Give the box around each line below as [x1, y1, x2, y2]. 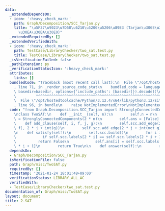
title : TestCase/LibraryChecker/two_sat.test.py [14, 52, 115, 58]
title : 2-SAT [5, 198, 32, 203]
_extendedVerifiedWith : [9, 39, 58, 44]
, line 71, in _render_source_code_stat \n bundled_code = [14, 84, 141, 90]
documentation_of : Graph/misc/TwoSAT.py [5, 189, 89, 194]
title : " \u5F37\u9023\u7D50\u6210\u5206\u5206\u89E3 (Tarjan [14, 25, 141, 30]
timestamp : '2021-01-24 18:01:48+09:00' [9, 171, 93, 176]
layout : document [5, 194, 41, 199]
